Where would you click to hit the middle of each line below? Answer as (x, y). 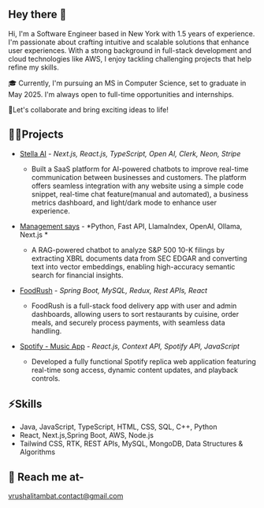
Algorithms (37, 452)
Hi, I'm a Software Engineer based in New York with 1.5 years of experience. (132, 33)
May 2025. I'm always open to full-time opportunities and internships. (121, 94)
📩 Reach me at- (46, 477)
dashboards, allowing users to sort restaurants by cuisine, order (135, 314)
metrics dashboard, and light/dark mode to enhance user (124, 202)
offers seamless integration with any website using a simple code (138, 186)
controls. (46, 378)
